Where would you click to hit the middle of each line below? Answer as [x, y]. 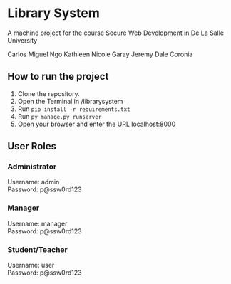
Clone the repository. [48, 93]
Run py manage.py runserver [60, 116]
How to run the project [58, 77]
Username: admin [34, 182]
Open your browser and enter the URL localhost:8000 [97, 124]
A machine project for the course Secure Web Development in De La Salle [116, 33]
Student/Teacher [37, 249]
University [22, 40]
